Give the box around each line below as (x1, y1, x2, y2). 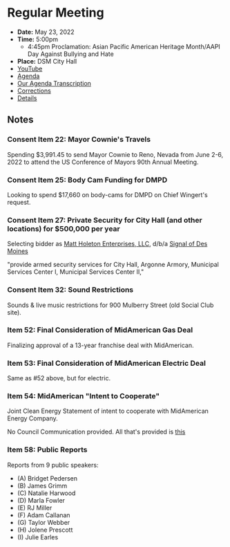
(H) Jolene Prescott (17, 526, 73, 534)
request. (7, 198, 31, 206)
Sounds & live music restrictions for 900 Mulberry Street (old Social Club (7, 301, 214, 309)
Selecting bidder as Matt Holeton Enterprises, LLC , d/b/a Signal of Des (7, 240, 208, 248)
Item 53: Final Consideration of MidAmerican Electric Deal (7, 358, 206, 368)
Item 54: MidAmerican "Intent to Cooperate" (7, 391, 160, 401)
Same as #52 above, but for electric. (7, 374, 111, 382)
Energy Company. (7, 414, 59, 423)
